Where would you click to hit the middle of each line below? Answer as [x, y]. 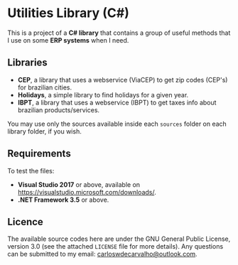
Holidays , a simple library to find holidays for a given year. [103, 94]
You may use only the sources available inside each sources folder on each [117, 124]
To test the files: [31, 171]
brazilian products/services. [59, 110]
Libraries [27, 63]
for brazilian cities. [45, 87]
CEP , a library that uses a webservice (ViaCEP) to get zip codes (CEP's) [123, 80]
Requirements [39, 154]
